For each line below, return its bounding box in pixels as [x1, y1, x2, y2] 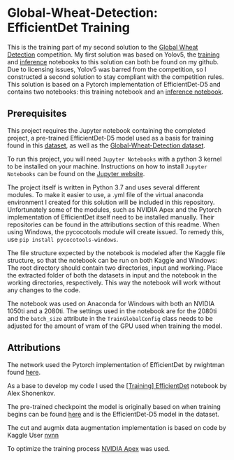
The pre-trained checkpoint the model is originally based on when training [7, 402, 221, 410]
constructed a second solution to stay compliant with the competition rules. [7, 72, 224, 81]
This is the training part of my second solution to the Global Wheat [7, 43, 198, 51]
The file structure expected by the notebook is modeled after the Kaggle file [7, 248, 226, 257]
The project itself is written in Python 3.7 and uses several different [7, 183, 200, 192]
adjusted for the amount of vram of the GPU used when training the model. [7, 322, 223, 330]
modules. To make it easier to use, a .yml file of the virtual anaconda [7, 190, 204, 199]
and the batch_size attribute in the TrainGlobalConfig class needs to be [7, 314, 213, 322]
